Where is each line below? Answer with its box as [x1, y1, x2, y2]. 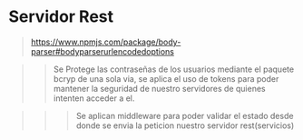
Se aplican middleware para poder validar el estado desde [75, 110, 294, 121]
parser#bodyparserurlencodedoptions [30, 45, 174, 56]
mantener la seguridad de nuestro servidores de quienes [53, 83, 266, 94]
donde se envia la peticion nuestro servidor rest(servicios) [75, 120, 295, 131]
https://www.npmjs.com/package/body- [30, 36, 181, 47]
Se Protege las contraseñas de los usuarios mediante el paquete [53, 64, 295, 75]
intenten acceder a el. [53, 93, 135, 104]
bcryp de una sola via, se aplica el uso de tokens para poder [53, 73, 279, 84]
